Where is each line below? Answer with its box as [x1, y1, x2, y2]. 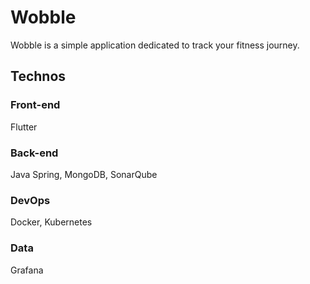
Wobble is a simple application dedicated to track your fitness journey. [10, 39, 300, 51]
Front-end [10, 98, 61, 112]
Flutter [10, 121, 38, 133]
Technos [10, 68, 67, 85]
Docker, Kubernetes [10, 216, 93, 228]
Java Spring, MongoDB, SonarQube [10, 168, 158, 180]
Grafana [10, 264, 44, 276]
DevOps [10, 193, 51, 207]
